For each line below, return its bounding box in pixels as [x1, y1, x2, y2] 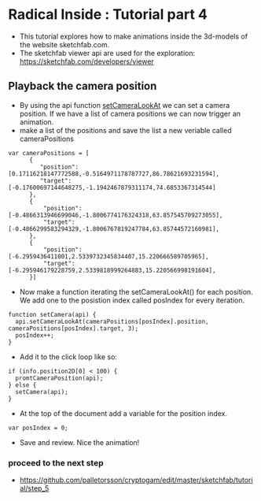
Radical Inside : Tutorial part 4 [8, 6, 208, 24]
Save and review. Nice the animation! [19, 437, 140, 447]
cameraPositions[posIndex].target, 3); [8, 325, 139, 332]
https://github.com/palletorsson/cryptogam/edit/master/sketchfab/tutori [19, 475, 253, 485]
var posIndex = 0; [8, 424, 68, 432]
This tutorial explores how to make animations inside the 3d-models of [19, 32, 248, 41]
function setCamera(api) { [8, 310, 97, 318]
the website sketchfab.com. [19, 39, 110, 49]
